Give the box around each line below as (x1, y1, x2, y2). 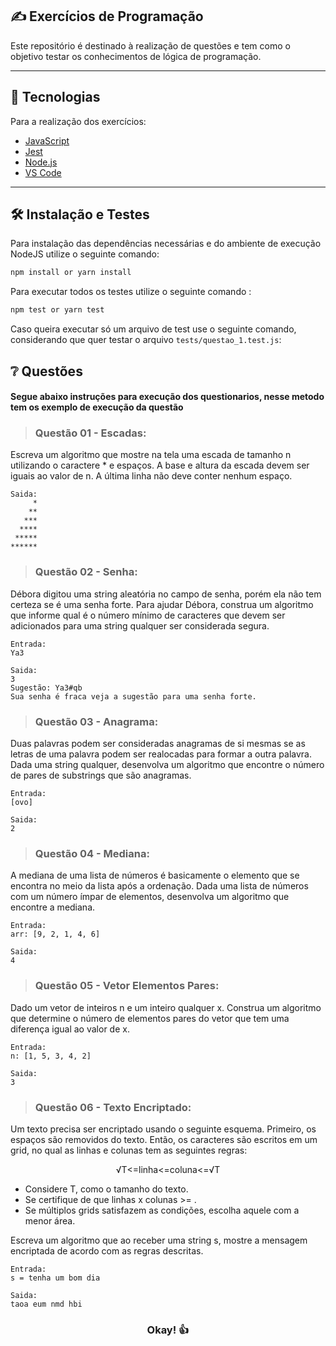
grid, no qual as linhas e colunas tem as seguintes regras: (10, 1144, 248, 1156)
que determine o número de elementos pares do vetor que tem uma (10, 1012, 290, 1024)
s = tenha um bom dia (10, 1273, 101, 1283)
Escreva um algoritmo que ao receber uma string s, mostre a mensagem (10, 1234, 308, 1246)
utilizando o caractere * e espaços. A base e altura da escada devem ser (10, 459, 310, 472)
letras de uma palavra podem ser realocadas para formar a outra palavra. (10, 748, 312, 760)
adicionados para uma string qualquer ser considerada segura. (10, 619, 270, 632)
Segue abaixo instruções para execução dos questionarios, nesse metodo (10, 391, 325, 403)
